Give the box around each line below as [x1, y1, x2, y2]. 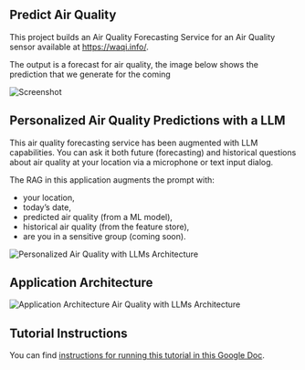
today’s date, [22, 201, 71, 213]
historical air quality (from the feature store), [22, 221, 190, 232]
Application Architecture [9, 275, 153, 291]
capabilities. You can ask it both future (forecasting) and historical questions [9, 146, 297, 158]
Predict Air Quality [9, 7, 117, 23]
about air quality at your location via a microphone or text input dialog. [9, 156, 274, 167]
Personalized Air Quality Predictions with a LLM [9, 113, 286, 129]
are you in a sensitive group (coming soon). [22, 230, 186, 241]
